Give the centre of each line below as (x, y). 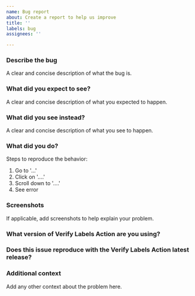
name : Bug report (28, 12)
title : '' (19, 23)
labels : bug (21, 28)
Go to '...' (26, 171)
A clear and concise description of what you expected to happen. (87, 102)
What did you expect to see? (48, 89)
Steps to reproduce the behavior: (47, 159)
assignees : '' (24, 34)
